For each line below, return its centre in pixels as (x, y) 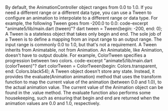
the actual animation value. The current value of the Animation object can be (84, 87)
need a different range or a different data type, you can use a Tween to (78, 13)
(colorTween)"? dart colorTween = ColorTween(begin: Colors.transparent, (81, 66)
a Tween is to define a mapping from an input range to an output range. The (83, 39)
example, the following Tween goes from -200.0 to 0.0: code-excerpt (77, 23)
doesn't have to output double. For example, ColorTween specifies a (76, 55)
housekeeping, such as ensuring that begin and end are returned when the (82, 98)
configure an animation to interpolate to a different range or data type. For (81, 18)
